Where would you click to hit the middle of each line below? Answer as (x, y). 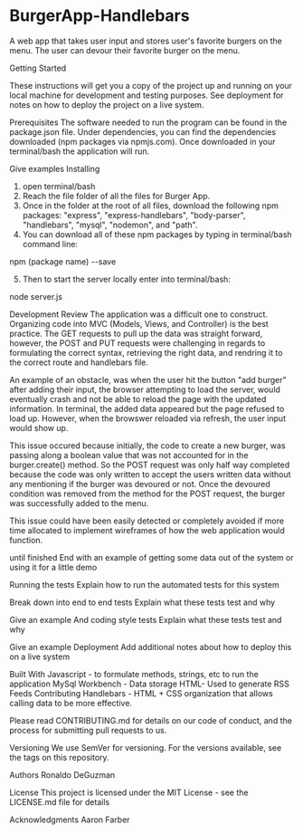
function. (26, 540)
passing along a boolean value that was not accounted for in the (129, 455)
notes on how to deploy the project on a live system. (107, 104)
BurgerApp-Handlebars (99, 16)
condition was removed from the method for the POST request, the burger (147, 494)
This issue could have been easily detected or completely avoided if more (147, 521)
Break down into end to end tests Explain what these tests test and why (142, 602)
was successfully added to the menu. (79, 503)
